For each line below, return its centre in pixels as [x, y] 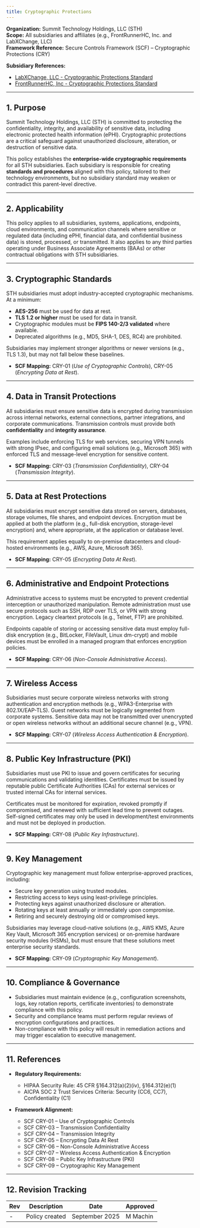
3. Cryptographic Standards [59, 279]
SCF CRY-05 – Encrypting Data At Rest [71, 1140]
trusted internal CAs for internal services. [57, 792]
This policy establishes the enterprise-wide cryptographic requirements [96, 159]
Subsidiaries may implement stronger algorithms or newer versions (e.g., [95, 348]
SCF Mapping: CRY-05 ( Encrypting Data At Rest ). [76, 559]
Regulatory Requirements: [48, 1074]
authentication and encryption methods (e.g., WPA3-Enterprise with [89, 704]
